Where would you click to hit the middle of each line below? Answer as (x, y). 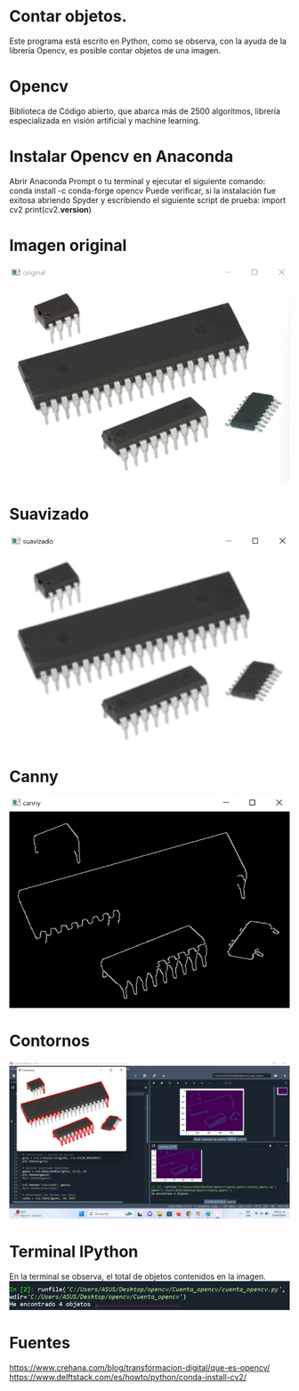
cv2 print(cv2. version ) (50, 209)
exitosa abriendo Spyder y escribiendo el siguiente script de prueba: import (148, 200)
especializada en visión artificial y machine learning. (105, 120)
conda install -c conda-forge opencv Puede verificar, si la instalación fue (142, 190)
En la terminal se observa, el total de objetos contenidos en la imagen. (138, 1276)
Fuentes (40, 1342)
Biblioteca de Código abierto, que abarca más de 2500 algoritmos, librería (145, 111)
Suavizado (49, 514)
